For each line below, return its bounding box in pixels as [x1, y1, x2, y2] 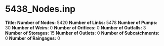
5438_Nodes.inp [5, 3, 76, 15]
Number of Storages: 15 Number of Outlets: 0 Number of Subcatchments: [5, 30, 160, 36]
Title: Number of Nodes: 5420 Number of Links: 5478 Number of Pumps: [5, 20, 158, 25]
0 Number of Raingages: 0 [5, 35, 60, 41]
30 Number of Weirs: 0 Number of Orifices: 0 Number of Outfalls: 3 [5, 24, 146, 30]
